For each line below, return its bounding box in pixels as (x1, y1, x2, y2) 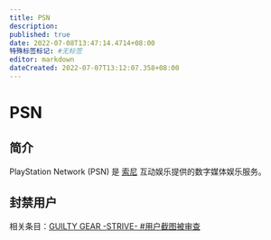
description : (9, 22, 59, 31)
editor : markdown (9, 55, 75, 64)
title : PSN (9, 13, 51, 23)
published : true (9, 30, 70, 39)
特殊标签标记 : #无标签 (9, 47, 83, 56)
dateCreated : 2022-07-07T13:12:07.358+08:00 (9, 64, 180, 73)
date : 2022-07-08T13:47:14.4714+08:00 (9, 38, 155, 48)
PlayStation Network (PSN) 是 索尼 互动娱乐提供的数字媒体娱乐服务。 (9, 166, 266, 177)
